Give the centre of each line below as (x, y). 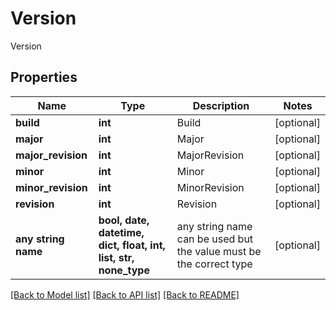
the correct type (214, 264)
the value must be (219, 251)
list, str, (116, 257)
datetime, (121, 232)
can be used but (215, 239)
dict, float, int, (132, 245)
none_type (124, 270)
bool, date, (124, 220)
